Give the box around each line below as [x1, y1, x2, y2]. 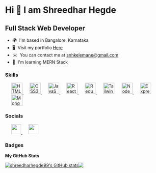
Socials [5, 113, 23, 119]
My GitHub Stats [5, 152, 40, 159]
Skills [5, 71, 19, 78]
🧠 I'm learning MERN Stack [12, 59, 68, 65]
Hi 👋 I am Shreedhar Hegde [5, 4, 116, 16]
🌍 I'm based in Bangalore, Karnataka [12, 37, 89, 43]
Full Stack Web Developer [5, 24, 85, 32]
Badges [5, 142, 24, 148]
